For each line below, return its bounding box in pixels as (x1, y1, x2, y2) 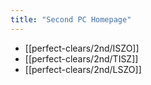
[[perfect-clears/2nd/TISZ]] (24, 52, 139, 65)
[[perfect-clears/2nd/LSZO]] (24, 63, 142, 75)
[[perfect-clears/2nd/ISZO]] (24, 42, 140, 54)
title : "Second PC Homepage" (10, 14, 132, 25)
